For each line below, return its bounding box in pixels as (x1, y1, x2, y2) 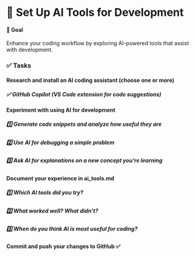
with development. (6, 46, 53, 54)
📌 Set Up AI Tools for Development (6, 5, 184, 20)
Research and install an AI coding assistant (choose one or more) (6, 76, 175, 84)
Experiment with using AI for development (6, 106, 116, 114)
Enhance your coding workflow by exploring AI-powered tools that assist (6, 40, 190, 47)
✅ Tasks (6, 61, 32, 70)
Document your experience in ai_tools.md (6, 174, 115, 182)
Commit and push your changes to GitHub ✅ (6, 243, 121, 250)
